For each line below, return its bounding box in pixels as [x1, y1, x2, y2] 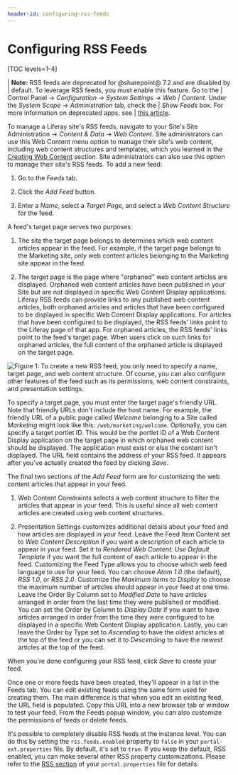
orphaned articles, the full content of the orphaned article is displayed [17, 340, 222, 348]
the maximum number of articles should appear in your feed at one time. [17, 583, 229, 591]
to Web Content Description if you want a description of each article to [17, 537, 225, 546]
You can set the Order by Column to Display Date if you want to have [17, 605, 220, 614]
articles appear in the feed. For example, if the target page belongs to [17, 243, 222, 252]
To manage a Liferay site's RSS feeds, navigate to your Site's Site [7, 122, 198, 131]
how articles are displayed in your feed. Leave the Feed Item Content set [17, 529, 231, 538]
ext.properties [7, 746, 53, 753]
